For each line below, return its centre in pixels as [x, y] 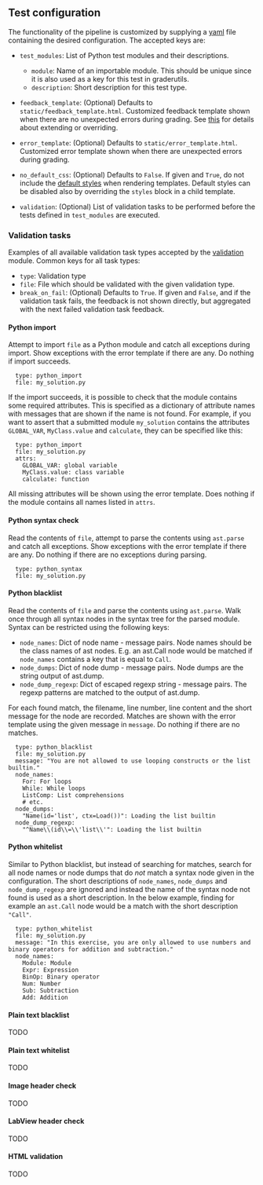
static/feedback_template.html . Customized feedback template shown [135, 111]
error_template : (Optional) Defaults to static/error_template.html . [128, 143]
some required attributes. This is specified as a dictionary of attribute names [131, 406]
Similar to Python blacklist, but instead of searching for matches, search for [130, 864]
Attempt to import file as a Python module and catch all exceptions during [129, 345]
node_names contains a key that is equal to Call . [95, 659]
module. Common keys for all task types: [74, 261]
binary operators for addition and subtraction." [91, 949]
